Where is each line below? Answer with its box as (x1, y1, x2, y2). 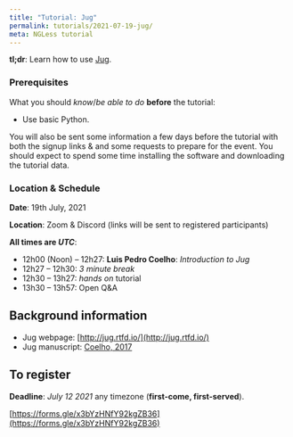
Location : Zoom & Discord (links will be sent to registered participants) (9, 219, 269, 230)
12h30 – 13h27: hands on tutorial (21, 273, 142, 284)
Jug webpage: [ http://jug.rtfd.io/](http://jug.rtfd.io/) (21, 332, 209, 342)
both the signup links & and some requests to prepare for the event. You (9, 140, 273, 152)
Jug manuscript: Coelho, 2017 (21, 341, 133, 352)
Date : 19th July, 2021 (9, 202, 86, 212)
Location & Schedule (9, 182, 101, 194)
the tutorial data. (9, 160, 69, 170)
